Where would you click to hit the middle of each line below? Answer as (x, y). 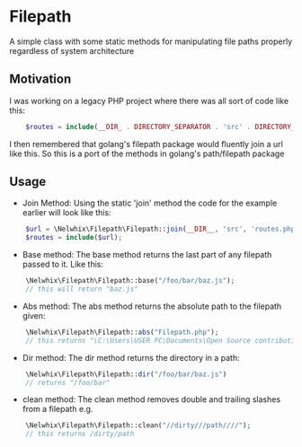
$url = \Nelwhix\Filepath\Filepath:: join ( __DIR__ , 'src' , (136, 229)
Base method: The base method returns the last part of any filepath (147, 255)
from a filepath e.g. (58, 409)
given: (34, 315)
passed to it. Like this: (62, 264)
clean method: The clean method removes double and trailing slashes (151, 399)
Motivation (40, 79)
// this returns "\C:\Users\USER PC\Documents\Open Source (138, 340)
